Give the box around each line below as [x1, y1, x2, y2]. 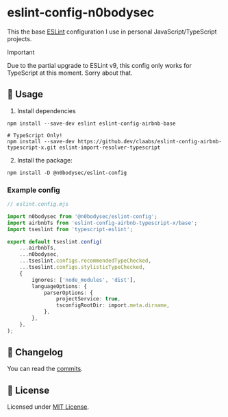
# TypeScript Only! [7, 132, 63, 139]
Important [7, 48, 35, 56]
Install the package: [16, 156, 73, 164]
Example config [7, 185, 60, 195]
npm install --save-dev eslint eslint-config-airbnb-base [7, 120, 176, 127]
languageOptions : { [31, 283, 88, 289]
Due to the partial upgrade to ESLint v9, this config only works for [7, 61, 192, 69]
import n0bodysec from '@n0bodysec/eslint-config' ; [7, 213, 157, 220]
